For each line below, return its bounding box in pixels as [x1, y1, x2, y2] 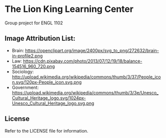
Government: [11, 84, 39, 90]
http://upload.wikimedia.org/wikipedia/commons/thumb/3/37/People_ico [11, 73, 161, 80]
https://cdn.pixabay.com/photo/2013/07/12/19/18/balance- [23, 58, 143, 64]
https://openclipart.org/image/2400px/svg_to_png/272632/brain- [25, 47, 160, 53]
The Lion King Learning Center [4, 3, 134, 15]
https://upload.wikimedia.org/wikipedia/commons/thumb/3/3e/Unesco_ [11, 89, 159, 95]
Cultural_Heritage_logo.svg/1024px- [11, 95, 86, 101]
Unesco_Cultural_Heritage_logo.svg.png [11, 100, 94, 106]
